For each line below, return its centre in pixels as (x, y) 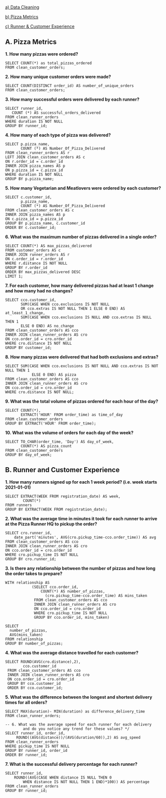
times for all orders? (26, 702)
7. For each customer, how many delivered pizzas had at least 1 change (80, 286)
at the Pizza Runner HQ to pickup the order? (51, 524)
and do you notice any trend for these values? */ (76, 729)
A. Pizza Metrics (31, 42)
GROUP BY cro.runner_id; (31, 559)
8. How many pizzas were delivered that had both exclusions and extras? (82, 357)
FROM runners (19, 505)
